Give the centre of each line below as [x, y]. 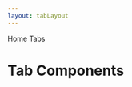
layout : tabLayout [38, 16]
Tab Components [66, 71]
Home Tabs [26, 38]
